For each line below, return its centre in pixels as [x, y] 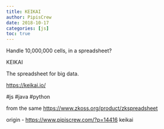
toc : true [18, 34]
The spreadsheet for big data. [42, 74]
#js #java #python [28, 97]
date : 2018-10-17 [28, 23]
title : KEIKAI [24, 12]
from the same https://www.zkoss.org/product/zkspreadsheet [82, 108]
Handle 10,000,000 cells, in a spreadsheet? [59, 51]
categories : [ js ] [28, 28]
